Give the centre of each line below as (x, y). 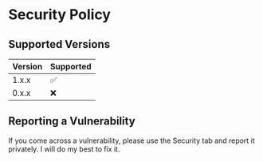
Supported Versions (59, 44)
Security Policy (60, 15)
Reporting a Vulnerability (72, 121)
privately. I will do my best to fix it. (64, 148)
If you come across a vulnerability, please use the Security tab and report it (131, 140)
